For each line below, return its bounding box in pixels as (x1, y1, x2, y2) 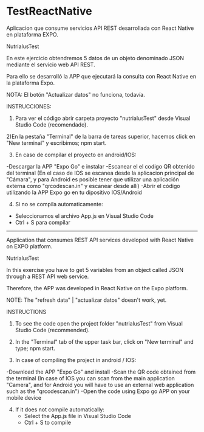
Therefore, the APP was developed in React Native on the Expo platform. (6, 284, 188, 291)
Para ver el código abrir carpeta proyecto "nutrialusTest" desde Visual (15, 114, 191, 122)
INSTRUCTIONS (6, 308, 47, 315)
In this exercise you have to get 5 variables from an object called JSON (6, 266, 184, 273)
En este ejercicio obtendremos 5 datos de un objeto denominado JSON (6, 54, 184, 61)
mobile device (6, 394, 41, 401)
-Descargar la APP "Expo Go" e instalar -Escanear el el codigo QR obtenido (6, 162, 195, 170)
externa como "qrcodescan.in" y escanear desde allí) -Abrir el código (6, 182, 180, 189)
